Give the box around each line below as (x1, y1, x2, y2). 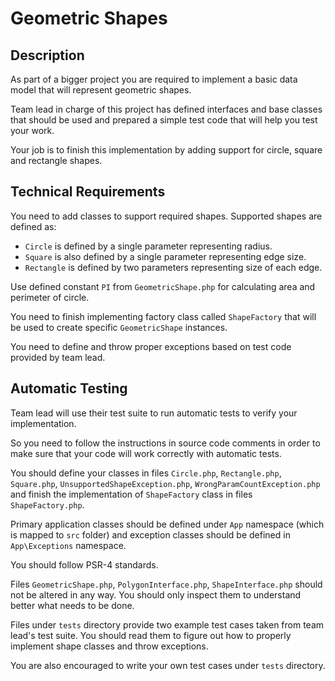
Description (10, 47, 85, 64)
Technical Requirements (10, 183, 166, 201)
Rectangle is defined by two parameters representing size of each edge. (24, 261, 323, 273)
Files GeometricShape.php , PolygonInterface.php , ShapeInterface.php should (10, 578, 323, 590)
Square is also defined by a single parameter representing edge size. (24, 250, 307, 262)
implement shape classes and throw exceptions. (10, 640, 209, 652)
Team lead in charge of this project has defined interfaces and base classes (10, 103, 323, 115)
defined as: (10, 220, 57, 232)
